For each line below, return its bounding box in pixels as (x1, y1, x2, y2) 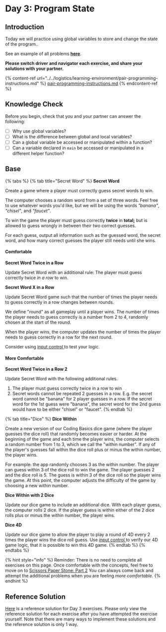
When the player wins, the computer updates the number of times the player (5, 329, 161, 335)
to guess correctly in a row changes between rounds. (5, 299, 114, 305)
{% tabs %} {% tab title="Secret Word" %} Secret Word (5, 178, 120, 184)
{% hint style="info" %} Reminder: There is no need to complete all (5, 557, 142, 563)
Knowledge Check (5, 100, 63, 109)
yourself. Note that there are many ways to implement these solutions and (5, 616, 156, 622)
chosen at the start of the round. (5, 319, 71, 325)
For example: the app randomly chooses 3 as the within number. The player (5, 461, 160, 467)
